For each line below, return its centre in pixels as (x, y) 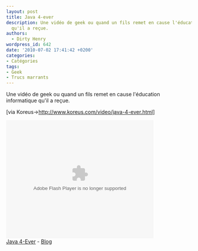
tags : (13, 66)
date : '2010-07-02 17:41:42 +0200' (50, 50)
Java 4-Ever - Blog (29, 242)
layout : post (22, 12)
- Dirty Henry (29, 39)
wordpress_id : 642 (29, 45)
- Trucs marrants (27, 77)
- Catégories (22, 61)
